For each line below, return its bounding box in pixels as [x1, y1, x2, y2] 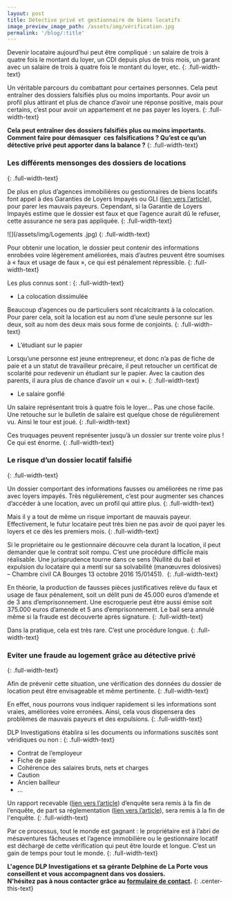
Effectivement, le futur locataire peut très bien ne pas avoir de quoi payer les [7, 520, 225, 528]
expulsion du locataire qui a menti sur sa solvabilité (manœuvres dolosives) [7, 562, 222, 571]
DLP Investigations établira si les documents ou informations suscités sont [7, 729, 219, 737]
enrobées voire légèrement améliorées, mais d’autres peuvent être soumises [7, 250, 225, 259]
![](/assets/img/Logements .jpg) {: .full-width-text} [7, 230, 151, 238]
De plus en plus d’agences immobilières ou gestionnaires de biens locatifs [7, 187, 218, 195]
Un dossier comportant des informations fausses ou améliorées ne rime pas [7, 484, 223, 493]
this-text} [7, 885, 34, 893]
